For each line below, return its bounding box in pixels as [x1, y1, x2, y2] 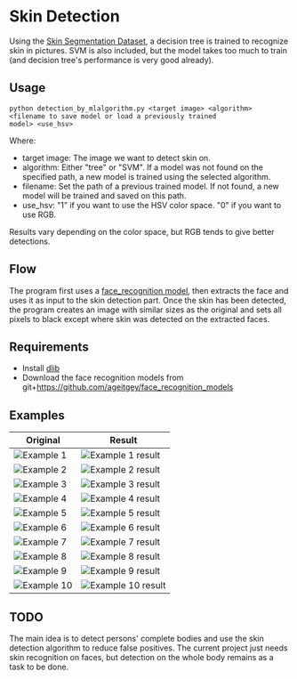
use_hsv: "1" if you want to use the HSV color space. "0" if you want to [21, 199, 282, 210]
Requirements [9, 339, 89, 354]
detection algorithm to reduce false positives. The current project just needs [9, 643, 288, 653]
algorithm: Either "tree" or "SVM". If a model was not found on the [21, 162, 264, 173]
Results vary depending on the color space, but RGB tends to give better [9, 226, 275, 237]
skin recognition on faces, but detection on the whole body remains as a [9, 652, 274, 662]
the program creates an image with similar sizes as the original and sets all [9, 304, 282, 315]
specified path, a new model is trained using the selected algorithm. [21, 171, 271, 182]
